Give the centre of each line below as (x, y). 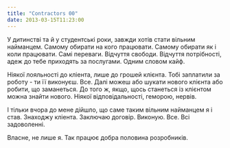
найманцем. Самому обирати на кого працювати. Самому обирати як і (112, 47)
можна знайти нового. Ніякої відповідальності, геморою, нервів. (102, 96)
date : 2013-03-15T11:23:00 (46, 20)
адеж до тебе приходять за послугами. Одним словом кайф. (96, 61)
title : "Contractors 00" (43, 13)
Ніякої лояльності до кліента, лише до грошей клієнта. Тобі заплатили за (114, 74)
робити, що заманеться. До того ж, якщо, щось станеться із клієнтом (109, 89)
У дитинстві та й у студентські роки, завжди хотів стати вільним (101, 39)
